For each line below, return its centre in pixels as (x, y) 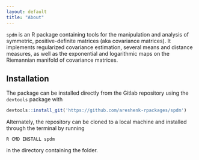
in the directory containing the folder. (52, 150)
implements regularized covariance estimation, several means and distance (100, 47)
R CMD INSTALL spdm (31, 139)
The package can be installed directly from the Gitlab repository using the (98, 93)
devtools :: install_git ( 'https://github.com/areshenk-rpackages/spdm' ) (96, 111)
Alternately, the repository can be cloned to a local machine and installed (96, 122)
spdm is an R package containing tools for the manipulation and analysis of (98, 34)
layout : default (26, 12)
